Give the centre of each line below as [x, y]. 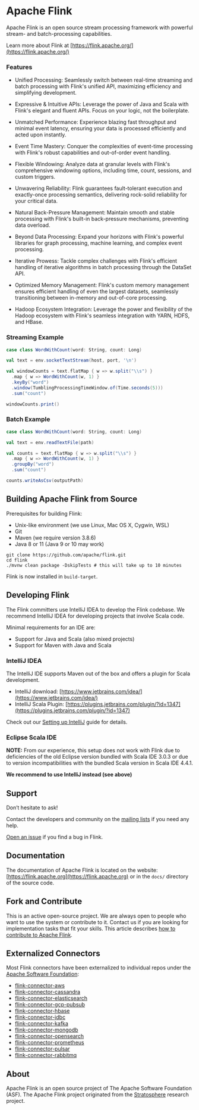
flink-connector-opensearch [49, 1036]
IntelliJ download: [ [38, 691]
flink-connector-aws [40, 986]
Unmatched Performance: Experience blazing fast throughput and [95, 122]
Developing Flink [38, 595]
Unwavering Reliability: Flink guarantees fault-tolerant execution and [98, 188]
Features [19, 67]
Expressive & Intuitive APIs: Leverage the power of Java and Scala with [102, 104]
